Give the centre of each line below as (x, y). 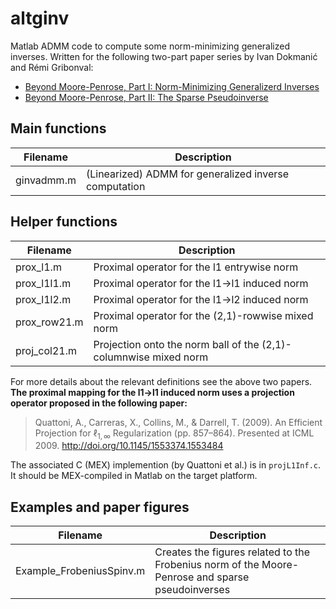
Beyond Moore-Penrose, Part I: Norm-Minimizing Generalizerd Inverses (172, 86)
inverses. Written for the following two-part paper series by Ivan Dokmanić (164, 56)
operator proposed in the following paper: (99, 403)
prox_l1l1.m (43, 283)
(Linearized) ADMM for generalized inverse (187, 174)
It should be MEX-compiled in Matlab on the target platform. (134, 476)
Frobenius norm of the (207, 565)
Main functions (58, 128)
